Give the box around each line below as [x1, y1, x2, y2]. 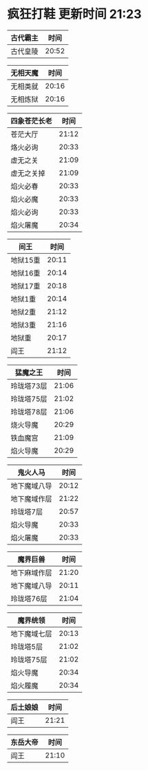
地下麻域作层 [10, 568, 53, 578]
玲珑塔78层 [10, 407, 47, 416]
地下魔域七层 [10, 629, 53, 639]
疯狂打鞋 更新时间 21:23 [7, 6, 142, 22]
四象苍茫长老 [10, 116, 53, 125]
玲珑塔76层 [10, 594, 47, 603]
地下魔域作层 [10, 494, 53, 504]
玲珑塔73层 [10, 381, 47, 391]
